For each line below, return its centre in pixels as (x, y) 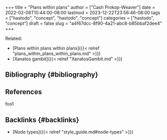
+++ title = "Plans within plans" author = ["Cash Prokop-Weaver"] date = (80, 7)
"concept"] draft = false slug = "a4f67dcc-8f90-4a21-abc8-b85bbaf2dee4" (83, 23)
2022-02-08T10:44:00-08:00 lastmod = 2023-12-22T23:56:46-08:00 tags (83, 13)
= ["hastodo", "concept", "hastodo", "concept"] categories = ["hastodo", (80, 18)
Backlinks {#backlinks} (42, 120)
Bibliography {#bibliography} (52, 75)
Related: (14, 38)
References (24, 92)
